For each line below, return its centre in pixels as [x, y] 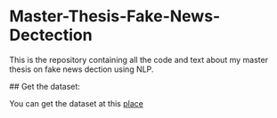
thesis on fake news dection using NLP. [81, 69]
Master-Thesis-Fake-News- [115, 16]
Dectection [51, 35]
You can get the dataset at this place [77, 103]
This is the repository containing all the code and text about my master [139, 59]
